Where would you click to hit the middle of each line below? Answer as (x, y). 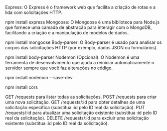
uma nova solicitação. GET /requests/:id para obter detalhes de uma (75, 102)
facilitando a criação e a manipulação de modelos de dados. (67, 33)
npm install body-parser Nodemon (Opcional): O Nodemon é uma (72, 57)
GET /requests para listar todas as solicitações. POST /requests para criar (81, 97)
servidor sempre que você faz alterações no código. (59, 68)
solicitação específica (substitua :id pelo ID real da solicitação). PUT (75, 107)
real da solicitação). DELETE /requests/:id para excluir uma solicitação (77, 118)
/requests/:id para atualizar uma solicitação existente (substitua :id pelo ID (81, 113)
